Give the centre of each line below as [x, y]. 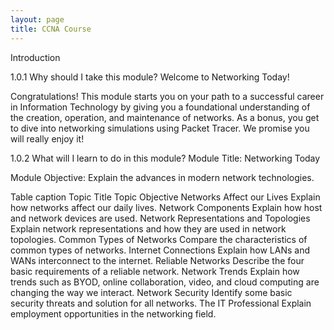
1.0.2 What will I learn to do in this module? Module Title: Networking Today [165, 158]
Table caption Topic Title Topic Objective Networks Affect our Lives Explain [165, 197]
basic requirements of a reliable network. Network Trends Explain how [155, 271]
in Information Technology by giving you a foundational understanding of [160, 107]
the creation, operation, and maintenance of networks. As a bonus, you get [165, 117]
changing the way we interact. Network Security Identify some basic [151, 292]
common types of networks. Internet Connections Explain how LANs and [160, 250]
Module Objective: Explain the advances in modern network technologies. [162, 177]
